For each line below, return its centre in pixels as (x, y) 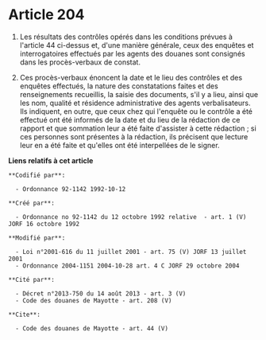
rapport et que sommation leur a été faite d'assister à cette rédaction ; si (138, 128)
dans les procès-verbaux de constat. (80, 62)
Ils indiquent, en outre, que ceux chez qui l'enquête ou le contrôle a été (136, 111)
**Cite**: (25, 315)
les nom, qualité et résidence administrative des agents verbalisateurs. (135, 103)
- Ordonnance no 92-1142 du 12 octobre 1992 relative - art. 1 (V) (131, 217)
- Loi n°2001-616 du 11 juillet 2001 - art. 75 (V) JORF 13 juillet (131, 252)
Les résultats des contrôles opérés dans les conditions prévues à (126, 37)
